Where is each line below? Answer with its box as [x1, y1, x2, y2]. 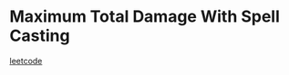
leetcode [9, 55, 43, 66]
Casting [9, 25, 70, 46]
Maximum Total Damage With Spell [9, 6, 281, 27]
